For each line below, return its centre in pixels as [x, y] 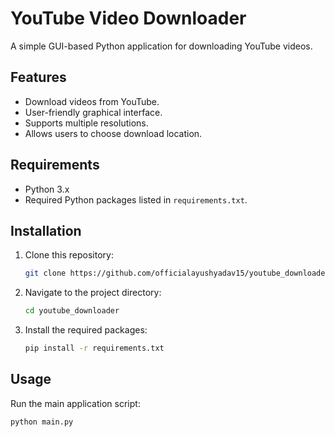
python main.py [42, 422]
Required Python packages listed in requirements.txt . [136, 199]
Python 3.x [47, 189]
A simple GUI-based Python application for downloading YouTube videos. [161, 46]
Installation [46, 230]
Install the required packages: [86, 330]
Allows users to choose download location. [113, 133]
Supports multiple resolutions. [86, 123]
